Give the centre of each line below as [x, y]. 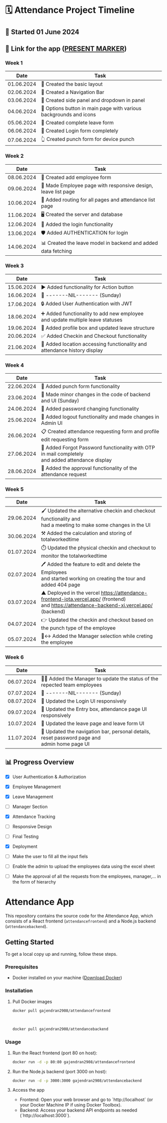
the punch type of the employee [78, 628]
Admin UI [52, 423]
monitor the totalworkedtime [74, 556]
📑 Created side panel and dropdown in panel [93, 101]
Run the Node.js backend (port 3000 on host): [60, 1071]
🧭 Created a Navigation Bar [73, 92]
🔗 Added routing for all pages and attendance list [98, 200]
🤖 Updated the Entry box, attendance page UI [94, 709]
